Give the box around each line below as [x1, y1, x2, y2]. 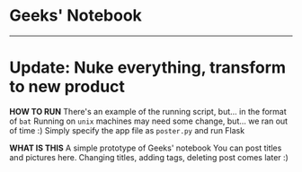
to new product [9, 77, 126, 97]
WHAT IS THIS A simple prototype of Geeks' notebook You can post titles [9, 142, 282, 153]
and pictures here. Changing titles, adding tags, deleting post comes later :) [9, 151, 289, 162]
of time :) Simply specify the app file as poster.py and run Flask [9, 125, 245, 135]
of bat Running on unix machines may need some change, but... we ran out [9, 116, 289, 126]
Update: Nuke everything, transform [9, 57, 286, 78]
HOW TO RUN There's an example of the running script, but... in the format [9, 106, 288, 116]
